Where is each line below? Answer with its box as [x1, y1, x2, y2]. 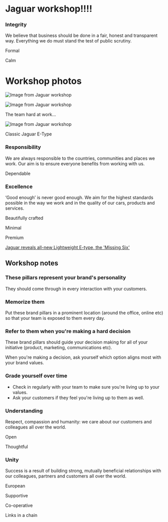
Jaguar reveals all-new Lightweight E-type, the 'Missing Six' [5, 245, 130, 251]
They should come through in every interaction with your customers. [5, 286, 147, 292]
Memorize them [5, 298, 45, 305]
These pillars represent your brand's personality [5, 274, 126, 281]
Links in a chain [5, 512, 38, 518]
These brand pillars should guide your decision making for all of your [5, 339, 148, 345]
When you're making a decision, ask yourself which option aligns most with [5, 354, 161, 360]
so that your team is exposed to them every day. [5, 315, 105, 321]
